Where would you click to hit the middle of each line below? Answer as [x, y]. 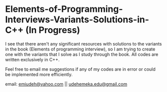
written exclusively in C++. [32, 59]
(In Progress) [53, 30]
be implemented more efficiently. [39, 74]
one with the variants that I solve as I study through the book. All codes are [82, 54]
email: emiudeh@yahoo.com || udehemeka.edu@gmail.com [66, 84]
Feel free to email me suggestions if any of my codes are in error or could [80, 69]
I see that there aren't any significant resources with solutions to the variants [83, 44]
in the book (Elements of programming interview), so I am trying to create [80, 49]
